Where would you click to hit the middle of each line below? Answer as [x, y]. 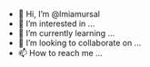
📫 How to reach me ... [60, 53]
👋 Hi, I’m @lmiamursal [59, 14]
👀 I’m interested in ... [56, 24]
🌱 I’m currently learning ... [66, 33]
